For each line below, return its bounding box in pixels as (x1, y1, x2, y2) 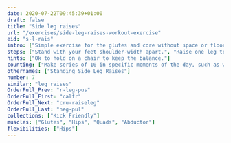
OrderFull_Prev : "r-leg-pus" (7, 87, 91, 93)
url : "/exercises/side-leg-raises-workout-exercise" (7, 29, 162, 36)
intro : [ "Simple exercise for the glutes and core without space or (7, 42, 208, 49)
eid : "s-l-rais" (7, 36, 54, 43)
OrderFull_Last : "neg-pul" (7, 106, 85, 113)
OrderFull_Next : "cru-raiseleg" (7, 100, 100, 107)
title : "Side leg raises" (7, 23, 81, 30)
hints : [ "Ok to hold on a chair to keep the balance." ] (7, 55, 170, 62)
